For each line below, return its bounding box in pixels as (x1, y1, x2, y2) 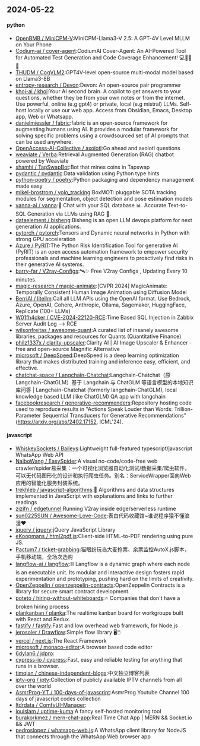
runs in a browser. (15, 662, 60, 669)
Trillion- (174, 405, 193, 412)
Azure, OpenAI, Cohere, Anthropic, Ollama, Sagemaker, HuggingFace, (15, 301, 186, 308)
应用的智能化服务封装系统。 (15, 479, 84, 486)
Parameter (15, 412, 42, 419)
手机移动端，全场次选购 (15, 553, 73, 560)
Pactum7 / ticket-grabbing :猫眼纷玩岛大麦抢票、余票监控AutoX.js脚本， (15, 546, 190, 553)
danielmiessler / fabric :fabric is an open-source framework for (15, 119, 168, 127)
